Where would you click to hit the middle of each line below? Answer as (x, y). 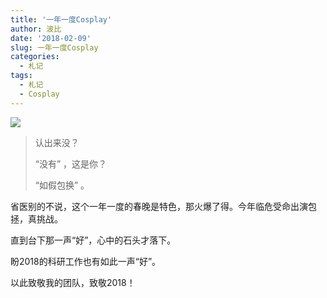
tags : (21, 76)
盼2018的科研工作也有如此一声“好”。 (86, 261)
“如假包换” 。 (62, 185)
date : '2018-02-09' (51, 38)
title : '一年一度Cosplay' (61, 19)
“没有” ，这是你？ (71, 163)
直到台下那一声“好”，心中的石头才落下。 (93, 240)
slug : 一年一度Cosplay (54, 47)
